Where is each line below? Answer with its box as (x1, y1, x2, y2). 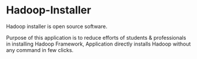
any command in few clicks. (6, 46, 74, 53)
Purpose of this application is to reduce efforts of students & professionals (6, 34, 186, 41)
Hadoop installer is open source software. (6, 23, 108, 30)
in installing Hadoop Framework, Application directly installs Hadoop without (6, 40, 191, 47)
